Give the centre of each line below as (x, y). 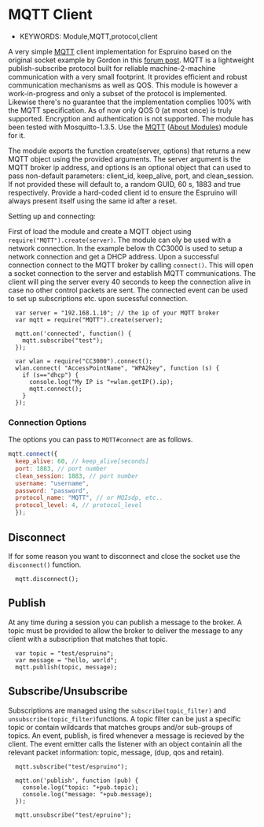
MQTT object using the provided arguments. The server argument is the (125, 158)
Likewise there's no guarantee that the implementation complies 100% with (130, 102)
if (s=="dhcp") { (51, 375)
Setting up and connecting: (52, 216)
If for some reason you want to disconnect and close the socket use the (125, 556)
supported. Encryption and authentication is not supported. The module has (131, 118)
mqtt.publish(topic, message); (66, 667)
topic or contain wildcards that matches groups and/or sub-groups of (121, 727)
